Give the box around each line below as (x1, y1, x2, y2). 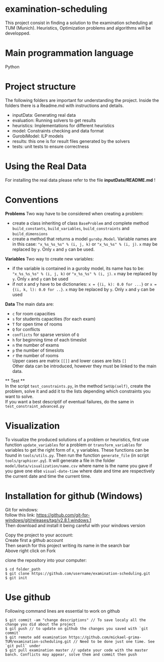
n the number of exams (12, 342, 59, 348)
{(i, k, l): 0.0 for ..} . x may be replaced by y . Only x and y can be (12, 286, 155, 292)
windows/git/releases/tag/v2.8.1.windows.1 (5, 517, 92, 523)
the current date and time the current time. (5, 473, 91, 479)
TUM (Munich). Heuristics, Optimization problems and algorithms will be (5, 25, 151, 31)
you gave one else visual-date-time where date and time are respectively (5, 468, 155, 474)
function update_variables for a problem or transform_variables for (5, 442, 142, 448)
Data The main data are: (5, 301, 54, 307)
